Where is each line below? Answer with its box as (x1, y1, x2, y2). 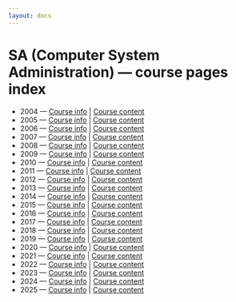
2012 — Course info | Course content (19, 174, 143, 184)
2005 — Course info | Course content (19, 115, 144, 125)
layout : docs (8, 11, 52, 20)
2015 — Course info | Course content (19, 200, 142, 209)
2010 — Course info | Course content (19, 157, 143, 167)
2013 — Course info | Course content (19, 183, 143, 193)
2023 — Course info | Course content (19, 268, 145, 277)
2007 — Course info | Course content (19, 132, 144, 141)
